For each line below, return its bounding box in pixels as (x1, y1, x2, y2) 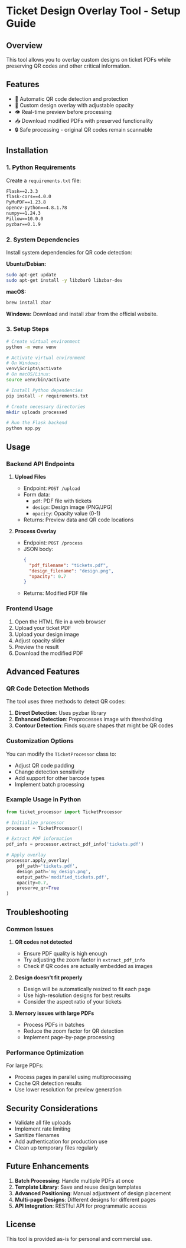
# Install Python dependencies (6, 387, 83, 393)
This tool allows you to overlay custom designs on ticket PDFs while (6, 56, 171, 63)
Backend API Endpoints (6, 460, 75, 468)
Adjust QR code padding (14, 762, 75, 769)
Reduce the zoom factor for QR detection (23, 1027, 124, 1034)
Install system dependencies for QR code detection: (6, 249, 132, 256)
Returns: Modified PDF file (23, 590, 88, 597)
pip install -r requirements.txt (6, 393, 89, 399)
